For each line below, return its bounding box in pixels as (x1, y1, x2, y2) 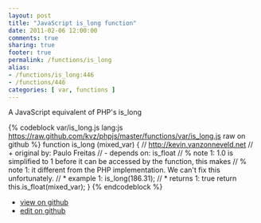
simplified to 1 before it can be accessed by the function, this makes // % (8, 157, 247, 166)
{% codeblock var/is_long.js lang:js (8, 123, 123, 132)
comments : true (8, 33, 59, 42)
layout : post (8, 11, 52, 20)
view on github (19, 198, 69, 207)
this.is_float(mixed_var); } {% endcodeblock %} (8, 182, 163, 192)
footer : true (8, 49, 52, 57)
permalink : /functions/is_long (8, 57, 112, 65)
